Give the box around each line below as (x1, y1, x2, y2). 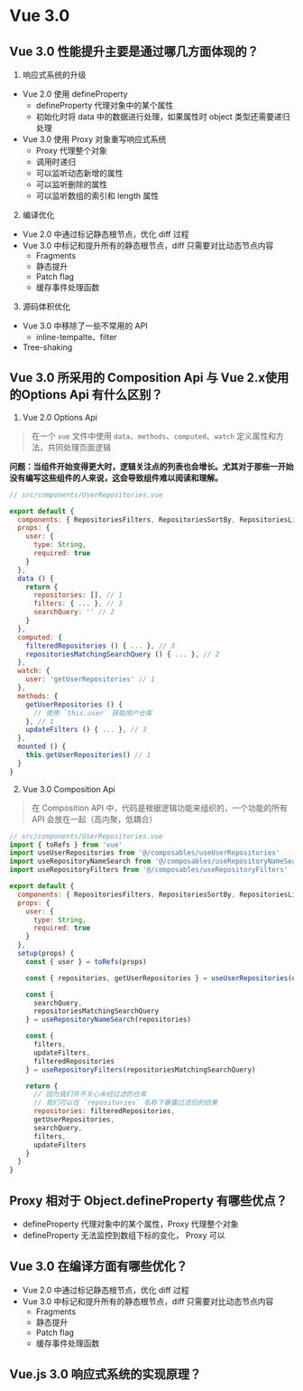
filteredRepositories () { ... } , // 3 (25, 641, 176, 650)
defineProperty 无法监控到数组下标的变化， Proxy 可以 (22, 1230, 225, 1240)
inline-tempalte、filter (35, 332, 117, 342)
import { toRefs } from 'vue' (9, 840, 124, 849)
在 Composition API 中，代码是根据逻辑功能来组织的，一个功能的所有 (31, 802, 289, 813)
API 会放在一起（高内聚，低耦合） (31, 813, 158, 824)
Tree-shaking (22, 342, 73, 353)
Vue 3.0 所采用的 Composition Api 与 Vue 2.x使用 (9, 370, 289, 385)
